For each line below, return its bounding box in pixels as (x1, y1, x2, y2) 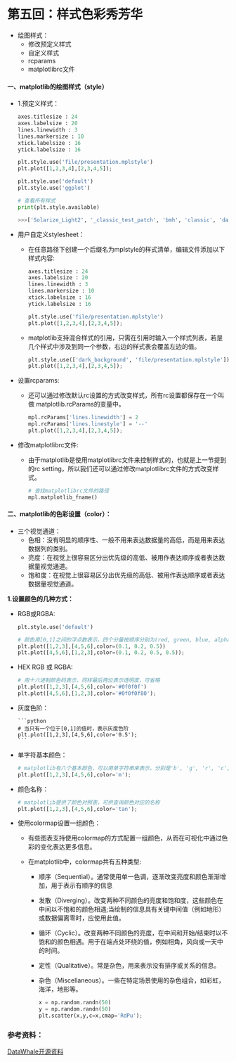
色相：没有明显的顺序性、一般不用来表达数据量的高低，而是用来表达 (27, 535, 225, 544)
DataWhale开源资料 (7, 1047, 64, 1056)
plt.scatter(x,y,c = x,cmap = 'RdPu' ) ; (38, 1012, 143, 1020)
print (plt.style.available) (17, 203, 100, 211)
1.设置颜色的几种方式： (7, 594, 74, 603)
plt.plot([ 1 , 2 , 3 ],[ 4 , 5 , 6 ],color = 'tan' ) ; (17, 805, 138, 812)
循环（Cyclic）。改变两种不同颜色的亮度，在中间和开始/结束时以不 (38, 929, 228, 938)
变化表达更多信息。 (40, 843, 96, 851)
